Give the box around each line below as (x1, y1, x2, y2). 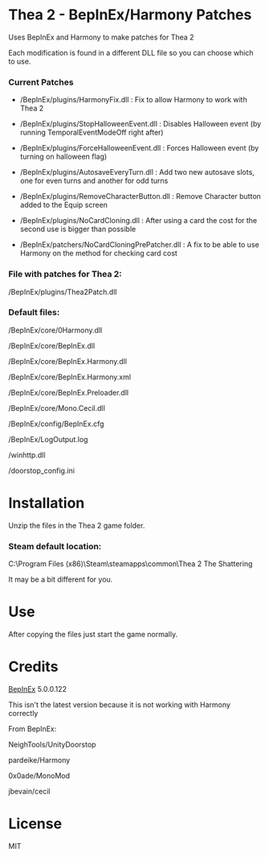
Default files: (8, 307, 60, 318)
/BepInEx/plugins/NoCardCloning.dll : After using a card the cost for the (19, 216, 258, 226)
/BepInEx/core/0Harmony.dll (8, 325, 103, 335)
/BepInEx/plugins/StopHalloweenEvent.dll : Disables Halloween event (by (19, 119, 262, 129)
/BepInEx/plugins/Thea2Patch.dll (8, 287, 117, 296)
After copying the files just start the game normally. (8, 630, 178, 639)
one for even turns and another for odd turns (19, 176, 169, 186)
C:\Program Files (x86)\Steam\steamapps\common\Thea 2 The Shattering (8, 559, 253, 569)
